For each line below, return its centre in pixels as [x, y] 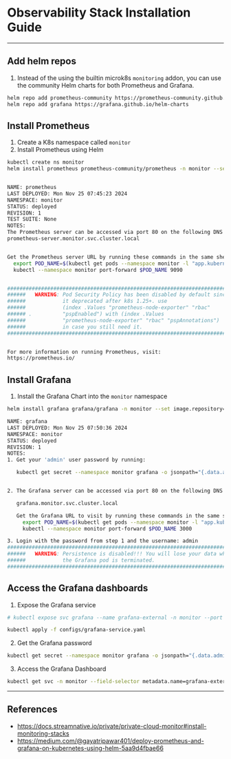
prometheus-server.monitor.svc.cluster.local [73, 239]
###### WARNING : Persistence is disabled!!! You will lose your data [112, 554]
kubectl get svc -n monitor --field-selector [73, 682]
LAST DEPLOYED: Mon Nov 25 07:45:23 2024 [67, 194]
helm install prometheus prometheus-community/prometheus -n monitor [109, 169]
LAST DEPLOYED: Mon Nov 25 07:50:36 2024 [67, 428]
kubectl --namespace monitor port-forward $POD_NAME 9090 [98, 270]
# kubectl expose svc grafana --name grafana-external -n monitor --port [115, 618]
